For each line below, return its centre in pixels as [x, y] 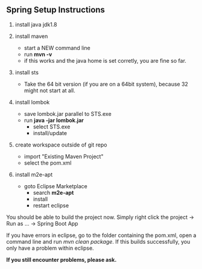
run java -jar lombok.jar [54, 120]
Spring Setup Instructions [56, 10]
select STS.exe [52, 127]
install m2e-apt [34, 174]
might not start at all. [49, 90]
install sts [27, 72]
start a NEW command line [57, 48]
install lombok [32, 102]
